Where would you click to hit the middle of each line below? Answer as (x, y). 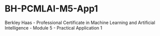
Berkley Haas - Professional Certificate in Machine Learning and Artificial (80, 22)
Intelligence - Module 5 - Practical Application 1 (53, 27)
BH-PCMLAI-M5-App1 (51, 9)
